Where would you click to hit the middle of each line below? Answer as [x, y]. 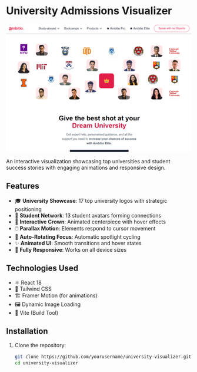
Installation [27, 331]
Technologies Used [42, 269]
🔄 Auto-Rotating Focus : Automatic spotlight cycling [77, 236]
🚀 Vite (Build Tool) [36, 312]
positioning [28, 209]
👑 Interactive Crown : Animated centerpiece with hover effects [90, 222]
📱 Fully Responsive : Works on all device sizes [71, 249]
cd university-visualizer [46, 363]
